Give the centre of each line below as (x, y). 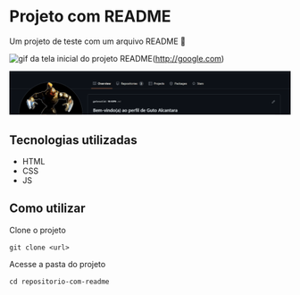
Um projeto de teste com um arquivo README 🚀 (97, 41)
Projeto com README (90, 17)
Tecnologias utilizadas (73, 140)
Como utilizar (48, 209)
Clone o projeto (38, 230)
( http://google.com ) (188, 58)
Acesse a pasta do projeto (58, 264)
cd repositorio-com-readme (59, 282)
